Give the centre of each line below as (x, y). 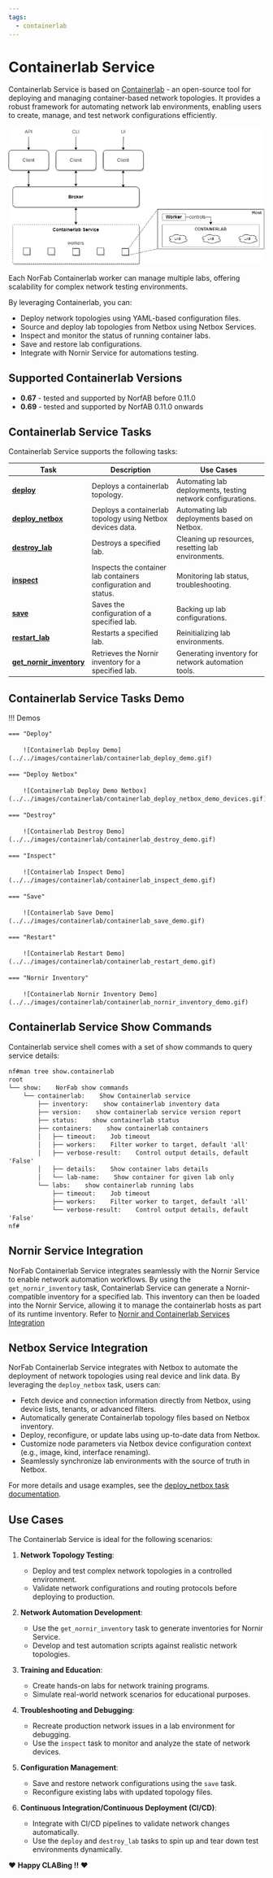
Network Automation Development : (81, 1613)
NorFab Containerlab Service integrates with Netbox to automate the (123, 1368)
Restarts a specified (125, 633)
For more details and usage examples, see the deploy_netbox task (119, 1486)
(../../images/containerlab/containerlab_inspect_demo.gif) (113, 880)
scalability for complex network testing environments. (98, 286)
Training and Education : (61, 1670)
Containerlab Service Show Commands (110, 1027)
